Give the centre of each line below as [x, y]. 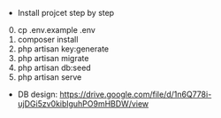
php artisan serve [50, 77]
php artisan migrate [53, 58]
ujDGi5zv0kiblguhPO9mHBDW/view [83, 104]
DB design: [38, 94]
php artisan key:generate [63, 49]
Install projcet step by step [66, 13]
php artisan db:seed [54, 67]
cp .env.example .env [56, 30]
